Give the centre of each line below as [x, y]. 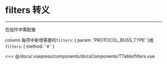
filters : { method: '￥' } [30, 46]
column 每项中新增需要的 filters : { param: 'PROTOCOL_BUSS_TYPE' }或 [80, 40]
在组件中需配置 [20, 29]
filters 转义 [28, 10]
